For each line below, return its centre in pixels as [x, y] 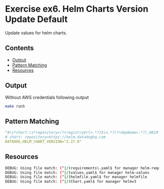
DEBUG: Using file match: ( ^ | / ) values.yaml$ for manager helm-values [77, 172]
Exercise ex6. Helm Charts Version [77, 9]
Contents [20, 48]
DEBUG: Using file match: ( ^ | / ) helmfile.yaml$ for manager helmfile [76, 177]
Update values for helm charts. [36, 33]
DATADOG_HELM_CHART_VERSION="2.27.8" [43, 142]
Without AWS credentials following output [47, 97]
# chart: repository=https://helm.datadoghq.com [55, 137]
